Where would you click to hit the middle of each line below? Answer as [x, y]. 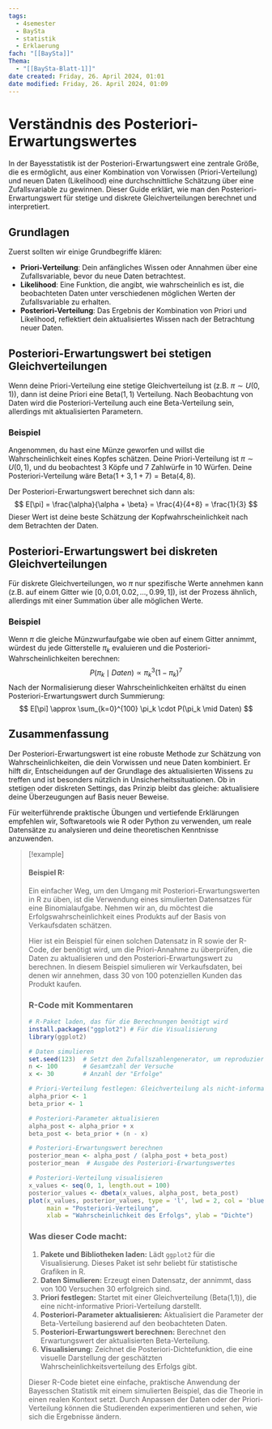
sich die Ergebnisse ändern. [74, 1416]
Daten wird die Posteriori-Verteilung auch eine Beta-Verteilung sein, [121, 403]
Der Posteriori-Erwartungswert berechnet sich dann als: [102, 492]
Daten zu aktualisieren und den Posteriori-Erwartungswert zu [130, 958]
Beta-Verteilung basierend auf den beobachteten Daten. [134, 1323]
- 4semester [36, 24]
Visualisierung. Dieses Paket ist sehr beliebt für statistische [139, 1263]
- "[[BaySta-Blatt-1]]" [55, 69]
